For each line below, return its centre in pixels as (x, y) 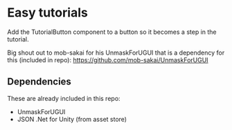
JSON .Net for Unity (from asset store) (72, 119)
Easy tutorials (47, 13)
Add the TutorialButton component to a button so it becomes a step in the (112, 32)
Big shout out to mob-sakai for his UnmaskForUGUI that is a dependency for (116, 53)
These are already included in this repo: (64, 98)
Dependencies (39, 82)
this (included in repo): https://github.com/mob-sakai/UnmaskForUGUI (108, 59)
